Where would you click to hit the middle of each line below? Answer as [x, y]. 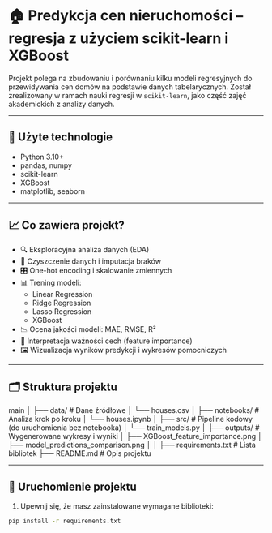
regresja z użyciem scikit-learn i [119, 39]
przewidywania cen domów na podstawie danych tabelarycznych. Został [130, 87]
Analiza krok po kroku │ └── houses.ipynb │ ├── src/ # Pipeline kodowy [131, 419]
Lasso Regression [62, 311]
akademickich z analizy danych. [62, 104]
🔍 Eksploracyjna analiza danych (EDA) [85, 249]
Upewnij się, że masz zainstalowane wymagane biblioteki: [117, 506]
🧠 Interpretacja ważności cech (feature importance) [106, 341]
